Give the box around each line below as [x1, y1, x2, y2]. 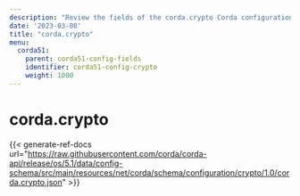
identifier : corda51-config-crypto [25, 63, 158, 72]
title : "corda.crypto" [9, 29, 94, 38]
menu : [9, 37, 29, 47]
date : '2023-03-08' [9, 21, 82, 30]
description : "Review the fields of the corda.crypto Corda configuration [9, 12, 294, 22]
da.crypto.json [9, 176, 62, 187]
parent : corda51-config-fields [25, 54, 142, 63]
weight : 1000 [25, 71, 74, 80]
